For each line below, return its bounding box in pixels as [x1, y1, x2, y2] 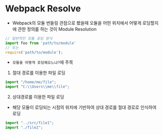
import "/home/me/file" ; [5, 80, 56, 85]
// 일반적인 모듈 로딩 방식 [5, 36, 53, 41]
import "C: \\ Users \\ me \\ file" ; [5, 85, 70, 90]
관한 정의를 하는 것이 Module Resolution [17, 26, 97, 32]
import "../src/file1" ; [5, 121, 54, 126]
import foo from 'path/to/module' [5, 41, 77, 45]
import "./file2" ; [5, 125, 43, 130]
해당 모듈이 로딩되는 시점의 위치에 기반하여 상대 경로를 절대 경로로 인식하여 [12, 104, 157, 110]
